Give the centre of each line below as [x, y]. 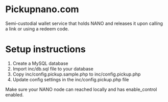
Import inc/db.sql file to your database [53, 69]
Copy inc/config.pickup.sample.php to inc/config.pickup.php [77, 74]
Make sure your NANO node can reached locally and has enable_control [81, 89]
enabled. [15, 94]
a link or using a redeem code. [37, 28]
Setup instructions [45, 49]
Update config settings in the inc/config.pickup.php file [71, 79]
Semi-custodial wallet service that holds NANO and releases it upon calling [84, 23]
